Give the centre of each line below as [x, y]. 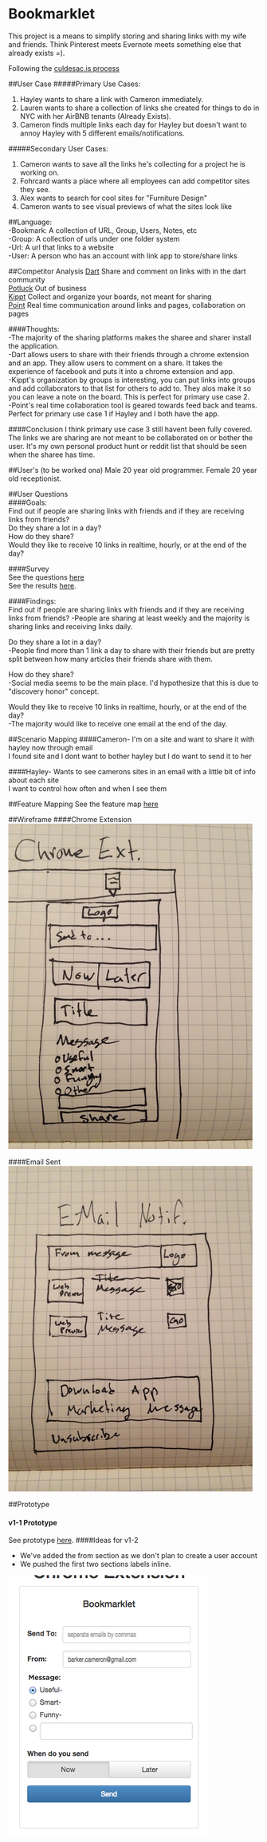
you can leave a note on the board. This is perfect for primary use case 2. [129, 396]
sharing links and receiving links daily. [71, 626]
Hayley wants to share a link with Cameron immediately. [112, 99]
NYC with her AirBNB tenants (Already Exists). [95, 116]
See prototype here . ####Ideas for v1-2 [73, 1541]
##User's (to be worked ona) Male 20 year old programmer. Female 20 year [133, 470]
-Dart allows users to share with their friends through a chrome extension [129, 354]
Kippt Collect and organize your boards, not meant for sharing [110, 297]
